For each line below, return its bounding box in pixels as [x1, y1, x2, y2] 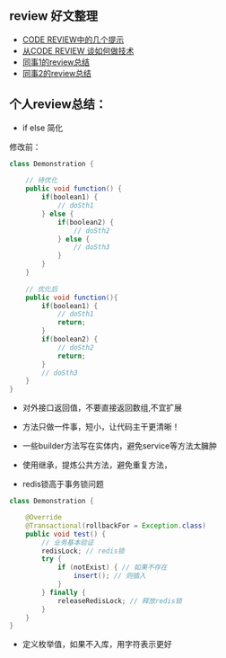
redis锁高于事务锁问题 [22, 479, 105, 490]
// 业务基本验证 [41, 538, 94, 547]
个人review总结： [9, 97, 108, 112]
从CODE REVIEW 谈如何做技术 [22, 45, 135, 56]
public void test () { [25, 529, 106, 538]
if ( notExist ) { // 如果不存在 [56, 563, 168, 573]
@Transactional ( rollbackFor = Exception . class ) [25, 520, 206, 530]
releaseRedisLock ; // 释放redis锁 [56, 596, 182, 605]
